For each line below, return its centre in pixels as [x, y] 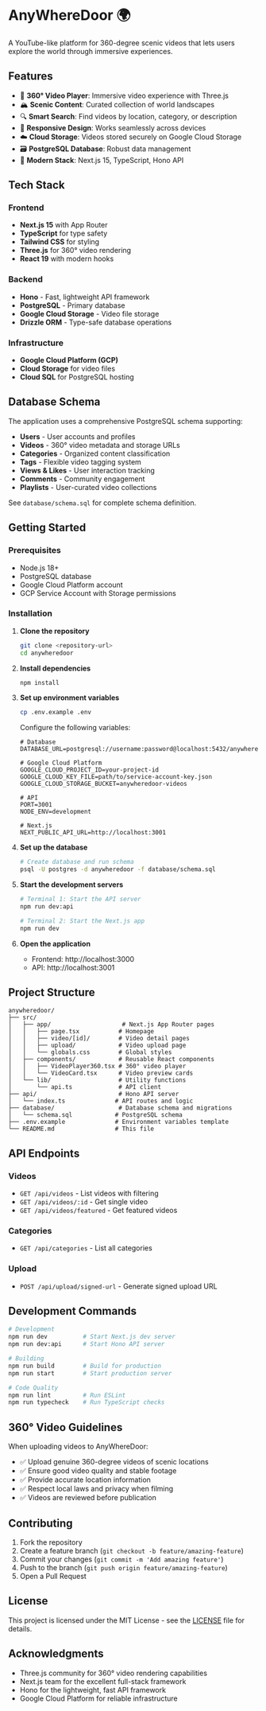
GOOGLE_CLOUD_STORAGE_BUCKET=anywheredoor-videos [104, 784]
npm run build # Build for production [85, 1366]
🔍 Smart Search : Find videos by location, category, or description [128, 116]
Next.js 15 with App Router [64, 225]
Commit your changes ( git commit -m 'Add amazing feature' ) [121, 1559]
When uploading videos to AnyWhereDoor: [78, 1447]
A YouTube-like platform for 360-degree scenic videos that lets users [122, 43]
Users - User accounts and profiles [78, 436]
